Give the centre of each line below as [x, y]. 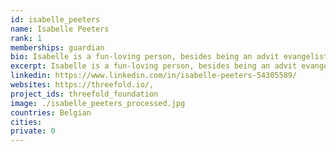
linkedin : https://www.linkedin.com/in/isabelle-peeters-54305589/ [154, 76]
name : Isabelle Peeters [60, 29]
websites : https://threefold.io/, [82, 85]
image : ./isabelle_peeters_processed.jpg [98, 103]
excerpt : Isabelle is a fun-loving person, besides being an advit [154, 66]
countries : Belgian [51, 112]
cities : [26, 122]
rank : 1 [26, 38]
